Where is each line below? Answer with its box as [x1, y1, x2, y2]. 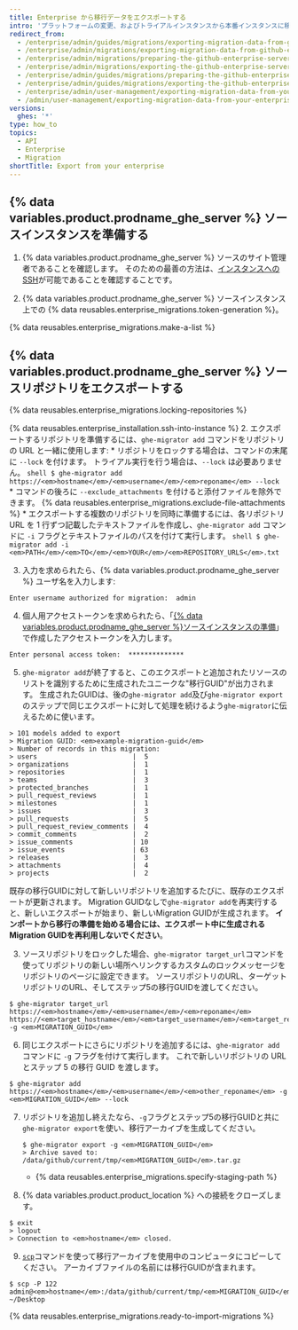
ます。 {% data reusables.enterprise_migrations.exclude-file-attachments [16, 498, 286, 508]
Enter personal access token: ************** [9, 650, 184, 659]
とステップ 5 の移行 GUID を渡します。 [21, 1062, 164, 1072]
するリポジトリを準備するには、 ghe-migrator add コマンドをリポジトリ [24, 434, 286, 445]
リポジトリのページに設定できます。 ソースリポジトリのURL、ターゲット [21, 971, 287, 981]
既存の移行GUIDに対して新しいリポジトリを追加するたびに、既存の [9, 885, 254, 896]
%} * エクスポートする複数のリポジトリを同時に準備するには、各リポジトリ [9, 508, 286, 519]
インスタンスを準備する [20, 227, 149, 242]
